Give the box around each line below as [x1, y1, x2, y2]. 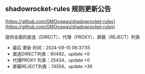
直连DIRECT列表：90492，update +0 [12, 50, 90, 56]
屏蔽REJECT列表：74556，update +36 [12, 63, 92, 69]
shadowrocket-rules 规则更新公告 [5, 4, 111, 13]
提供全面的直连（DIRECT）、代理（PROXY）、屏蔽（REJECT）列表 [5, 34, 140, 40]
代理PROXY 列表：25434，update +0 [12, 57, 90, 63]
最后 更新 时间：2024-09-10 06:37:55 [12, 44, 90, 50]
